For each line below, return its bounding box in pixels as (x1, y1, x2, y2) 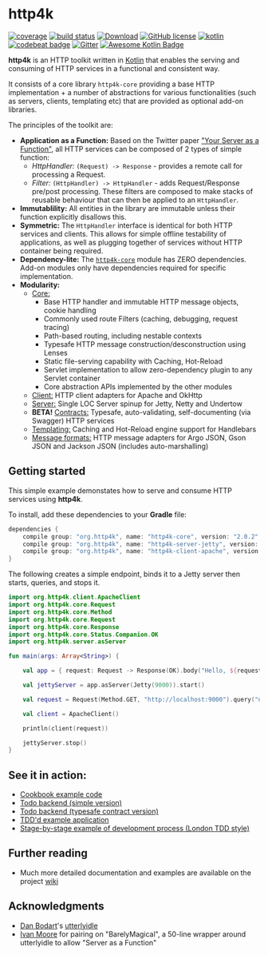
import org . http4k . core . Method (8, 608, 112, 616)
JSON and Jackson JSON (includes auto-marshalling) (31, 441, 209, 451)
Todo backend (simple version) (19, 798, 122, 808)
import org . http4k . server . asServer (8, 638, 127, 646)
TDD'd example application (19, 815, 109, 825)
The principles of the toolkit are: (8, 120, 113, 129)
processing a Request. (31, 169, 106, 179)
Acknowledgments (8, 900, 105, 913)
